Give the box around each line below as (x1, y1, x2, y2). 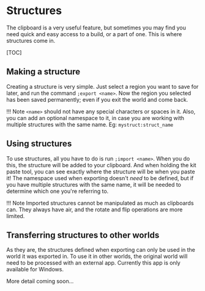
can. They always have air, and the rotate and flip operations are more (6, 206, 183, 213)
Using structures (6, 138, 72, 149)
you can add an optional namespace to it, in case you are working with (6, 114, 185, 121)
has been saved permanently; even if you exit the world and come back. (6, 96, 188, 103)
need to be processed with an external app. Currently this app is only (6, 259, 181, 266)
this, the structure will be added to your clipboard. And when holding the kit (6, 161, 197, 168)
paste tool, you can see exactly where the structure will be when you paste (6, 168, 195, 175)
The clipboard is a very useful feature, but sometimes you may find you (6, 24, 187, 31)
